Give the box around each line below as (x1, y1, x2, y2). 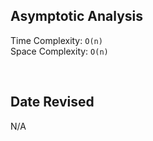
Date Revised (10, 94, 95, 111)
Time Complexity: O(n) (10, 34, 103, 46)
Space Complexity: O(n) (10, 45, 109, 57)
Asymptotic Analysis (10, 8, 144, 25)
